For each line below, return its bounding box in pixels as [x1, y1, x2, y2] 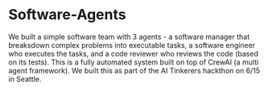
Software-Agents [8, 6, 126, 24]
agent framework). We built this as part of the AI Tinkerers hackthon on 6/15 [8, 65, 261, 75]
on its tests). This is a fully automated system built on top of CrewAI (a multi [8, 57, 259, 67]
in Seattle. [8, 74, 42, 84]
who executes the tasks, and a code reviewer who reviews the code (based [8, 49, 259, 58]
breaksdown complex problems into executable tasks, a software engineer [8, 40, 256, 49]
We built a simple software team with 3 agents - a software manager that [8, 32, 250, 41]
